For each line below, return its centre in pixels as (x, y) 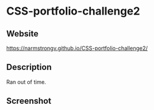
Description (29, 67)
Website (22, 34)
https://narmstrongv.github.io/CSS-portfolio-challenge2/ (77, 48)
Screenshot (29, 101)
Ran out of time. (26, 82)
